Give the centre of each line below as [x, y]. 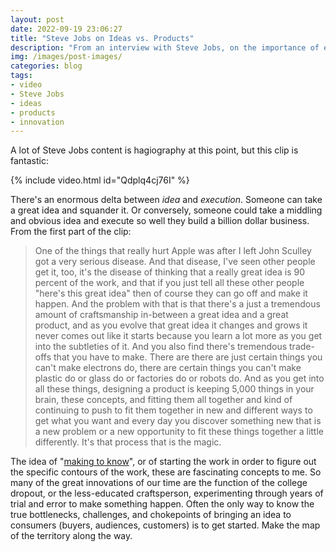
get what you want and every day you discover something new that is [178, 421]
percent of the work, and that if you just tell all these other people [169, 283]
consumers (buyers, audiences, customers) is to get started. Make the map [165, 525]
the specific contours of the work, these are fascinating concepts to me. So [166, 472]
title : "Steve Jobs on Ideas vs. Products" [102, 38]
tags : [21, 76]
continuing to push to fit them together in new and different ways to [173, 410]
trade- [302, 347]
